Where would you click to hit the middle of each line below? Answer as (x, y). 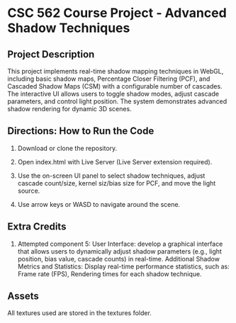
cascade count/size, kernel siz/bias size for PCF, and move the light (117, 183)
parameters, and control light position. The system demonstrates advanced (117, 101)
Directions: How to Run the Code (81, 131)
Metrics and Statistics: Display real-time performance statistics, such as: (123, 266)
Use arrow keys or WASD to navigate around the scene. (99, 204)
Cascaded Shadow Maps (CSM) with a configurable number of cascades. (115, 86)
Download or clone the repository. (67, 148)
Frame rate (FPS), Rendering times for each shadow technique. (109, 273)
